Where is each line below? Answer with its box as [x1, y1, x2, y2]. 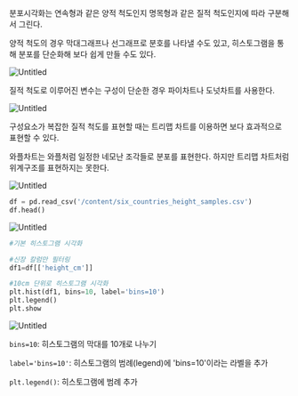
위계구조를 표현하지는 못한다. [9, 163, 109, 173]
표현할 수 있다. [9, 133, 60, 142]
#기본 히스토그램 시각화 [9, 238, 83, 247]
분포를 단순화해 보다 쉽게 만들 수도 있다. [18, 49, 157, 60]
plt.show [9, 304, 42, 313]
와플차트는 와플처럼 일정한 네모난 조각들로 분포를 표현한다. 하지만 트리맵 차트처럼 [9, 151, 290, 162]
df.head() [9, 206, 46, 214]
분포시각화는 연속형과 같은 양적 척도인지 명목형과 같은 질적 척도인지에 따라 [9, 8, 266, 18]
